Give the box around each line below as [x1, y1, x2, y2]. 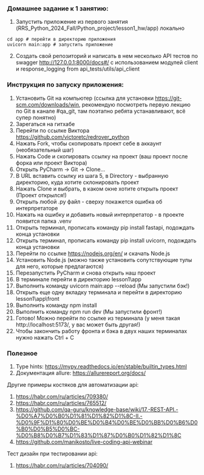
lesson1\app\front [15, 295, 59, 302]
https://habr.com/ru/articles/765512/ [15, 399, 107, 406]
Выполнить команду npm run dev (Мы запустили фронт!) [15, 308, 163, 315]
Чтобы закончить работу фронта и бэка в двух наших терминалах [15, 327, 188, 334]
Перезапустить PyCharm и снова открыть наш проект [15, 269, 156, 276]
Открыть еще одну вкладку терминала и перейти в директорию [15, 288, 183, 296]
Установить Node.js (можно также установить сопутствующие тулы [15, 256, 192, 263]
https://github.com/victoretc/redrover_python [15, 133, 130, 141]
